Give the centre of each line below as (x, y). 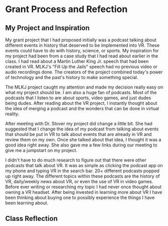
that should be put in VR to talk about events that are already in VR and (78, 134)
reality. (12, 114)
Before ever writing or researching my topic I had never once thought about (83, 187)
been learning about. (27, 203)
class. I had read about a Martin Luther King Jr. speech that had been (77, 61)
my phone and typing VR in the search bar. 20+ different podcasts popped (82, 171)
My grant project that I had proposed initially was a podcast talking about (81, 40)
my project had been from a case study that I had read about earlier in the (82, 56)
